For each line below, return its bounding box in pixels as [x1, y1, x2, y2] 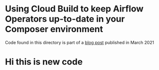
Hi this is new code [5, 57, 83, 68]
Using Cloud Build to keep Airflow [5, 3, 143, 14]
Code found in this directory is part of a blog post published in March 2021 [5, 39, 154, 45]
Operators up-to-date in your [5, 13, 125, 24]
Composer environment [5, 24, 103, 35]
